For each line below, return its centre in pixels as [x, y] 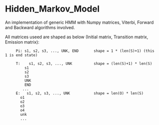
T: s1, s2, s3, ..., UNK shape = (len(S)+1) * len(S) [84, 63]
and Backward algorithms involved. [40, 27]
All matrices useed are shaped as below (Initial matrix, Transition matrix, [77, 37]
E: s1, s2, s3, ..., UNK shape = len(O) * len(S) [80, 93]
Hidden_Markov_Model [52, 9]
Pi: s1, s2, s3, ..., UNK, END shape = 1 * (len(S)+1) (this [85, 51]
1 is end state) [21, 55]
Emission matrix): [22, 42]
